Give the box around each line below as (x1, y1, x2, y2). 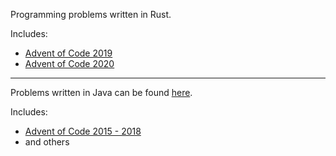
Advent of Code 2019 (24, 47, 113, 59)
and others (24, 136, 70, 148)
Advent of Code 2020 (24, 58, 115, 69)
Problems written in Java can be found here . (10, 87, 193, 98)
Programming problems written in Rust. (10, 9, 172, 20)
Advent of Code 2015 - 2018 (24, 125, 142, 137)
